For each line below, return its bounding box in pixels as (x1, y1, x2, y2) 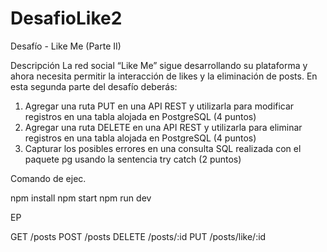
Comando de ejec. (10, 172, 87, 184)
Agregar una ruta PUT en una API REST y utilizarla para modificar (24, 100, 295, 112)
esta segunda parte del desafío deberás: (10, 80, 178, 92)
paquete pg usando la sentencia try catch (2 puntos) (24, 153, 242, 165)
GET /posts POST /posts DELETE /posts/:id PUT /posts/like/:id (10, 230, 267, 242)
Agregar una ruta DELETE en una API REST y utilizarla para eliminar (24, 121, 303, 133)
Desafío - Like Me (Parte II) (10, 40, 122, 52)
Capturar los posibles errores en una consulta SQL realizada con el (24, 142, 302, 154)
